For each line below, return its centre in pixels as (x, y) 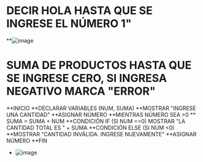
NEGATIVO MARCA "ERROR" (81, 91)
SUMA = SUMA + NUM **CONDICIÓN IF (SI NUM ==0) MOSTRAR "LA (96, 121)
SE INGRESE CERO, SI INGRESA (87, 79)
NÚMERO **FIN (27, 141)
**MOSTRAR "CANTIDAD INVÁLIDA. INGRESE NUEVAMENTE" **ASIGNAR (101, 134)
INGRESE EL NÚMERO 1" (69, 24)
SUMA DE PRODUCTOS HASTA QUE (99, 65)
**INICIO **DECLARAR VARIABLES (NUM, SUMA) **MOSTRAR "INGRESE (101, 108)
